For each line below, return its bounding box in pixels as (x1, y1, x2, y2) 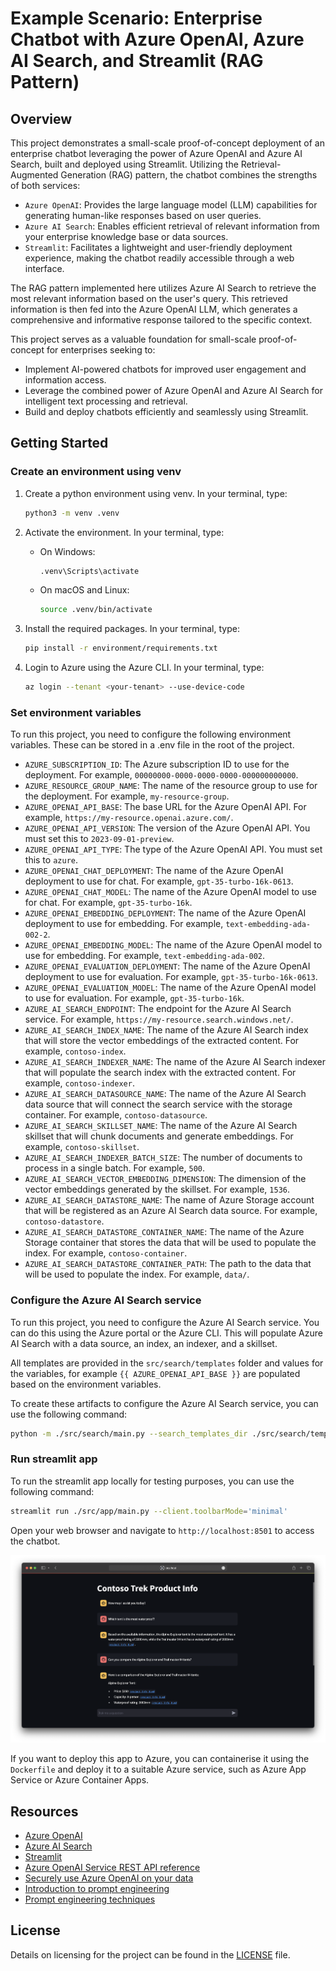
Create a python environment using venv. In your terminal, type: (24, 487, 288, 499)
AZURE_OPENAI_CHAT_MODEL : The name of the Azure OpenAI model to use (24, 886, 318, 898)
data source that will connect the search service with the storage (24, 1098, 293, 1111)
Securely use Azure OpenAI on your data (24, 1872, 194, 1884)
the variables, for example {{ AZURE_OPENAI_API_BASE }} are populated (10, 1367, 301, 1379)
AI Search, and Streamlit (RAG (10, 50, 264, 72)
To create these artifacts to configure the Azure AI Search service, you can (10, 1397, 319, 1409)
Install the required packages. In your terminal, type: (24, 623, 240, 635)
